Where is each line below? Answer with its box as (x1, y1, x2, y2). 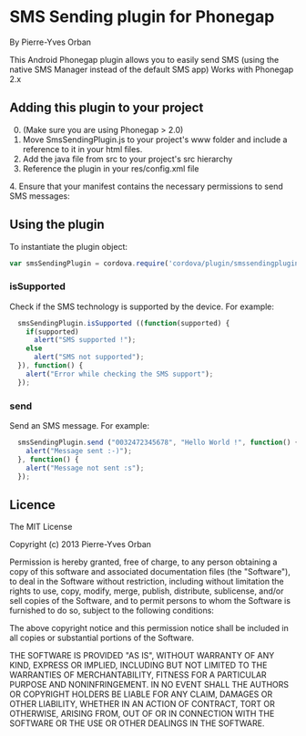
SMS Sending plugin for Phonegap (9, 6, 275, 27)
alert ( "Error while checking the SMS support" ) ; (25, 369, 214, 378)
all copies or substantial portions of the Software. (9, 632, 194, 644)
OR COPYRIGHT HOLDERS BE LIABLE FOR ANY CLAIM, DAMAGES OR (9, 689, 273, 700)
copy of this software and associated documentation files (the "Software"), (9, 566, 291, 577)
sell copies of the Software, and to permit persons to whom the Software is (9, 596, 291, 606)
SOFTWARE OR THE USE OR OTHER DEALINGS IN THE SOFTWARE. (9, 718, 265, 729)
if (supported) (25, 327, 79, 337)
